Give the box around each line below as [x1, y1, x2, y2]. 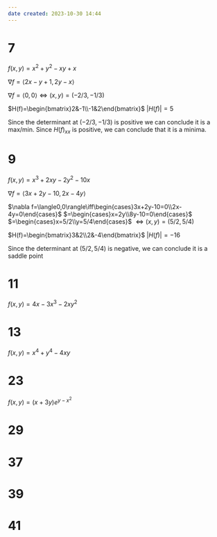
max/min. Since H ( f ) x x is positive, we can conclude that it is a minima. [8, 126, 207, 135]
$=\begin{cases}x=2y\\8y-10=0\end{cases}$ [63, 210, 193, 218]
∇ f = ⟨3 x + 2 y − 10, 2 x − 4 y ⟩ [8, 189, 86, 197]
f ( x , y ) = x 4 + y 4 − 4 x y [8, 347, 71, 356]
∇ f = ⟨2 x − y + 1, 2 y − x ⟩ [8, 78, 75, 86]
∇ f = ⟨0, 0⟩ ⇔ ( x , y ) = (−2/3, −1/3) [8, 91, 105, 99]
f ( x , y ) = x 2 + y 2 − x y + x [8, 63, 77, 73]
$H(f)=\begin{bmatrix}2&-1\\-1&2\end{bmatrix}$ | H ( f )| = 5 [8, 105, 174, 113]
